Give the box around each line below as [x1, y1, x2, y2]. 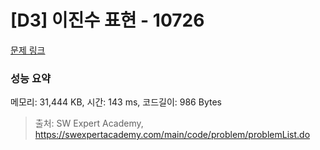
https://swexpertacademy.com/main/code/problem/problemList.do [34, 129, 311, 141]
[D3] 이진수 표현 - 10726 [10, 9, 205, 32]
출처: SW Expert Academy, [34, 117, 144, 130]
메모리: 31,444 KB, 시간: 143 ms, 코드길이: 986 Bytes [10, 96, 222, 108]
